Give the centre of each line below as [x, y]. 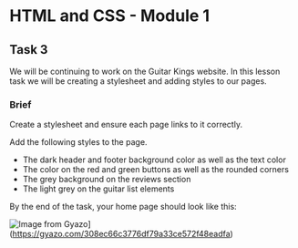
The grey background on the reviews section [107, 180]
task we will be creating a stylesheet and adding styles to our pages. [138, 81]
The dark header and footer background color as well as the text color [154, 160]
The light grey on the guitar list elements [98, 189]
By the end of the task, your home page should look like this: [123, 207]
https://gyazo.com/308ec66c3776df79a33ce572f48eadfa [121, 234]
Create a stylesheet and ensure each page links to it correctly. [126, 125]
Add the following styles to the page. [78, 142]
